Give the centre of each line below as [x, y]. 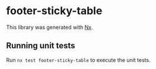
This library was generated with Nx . [50, 27]
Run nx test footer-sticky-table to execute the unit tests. [78, 60]
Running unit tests [41, 46]
